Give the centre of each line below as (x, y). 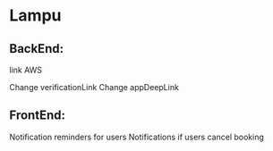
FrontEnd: (37, 116)
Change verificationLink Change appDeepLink (94, 87)
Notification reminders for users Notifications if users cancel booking (136, 137)
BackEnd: (37, 49)
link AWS (26, 70)
